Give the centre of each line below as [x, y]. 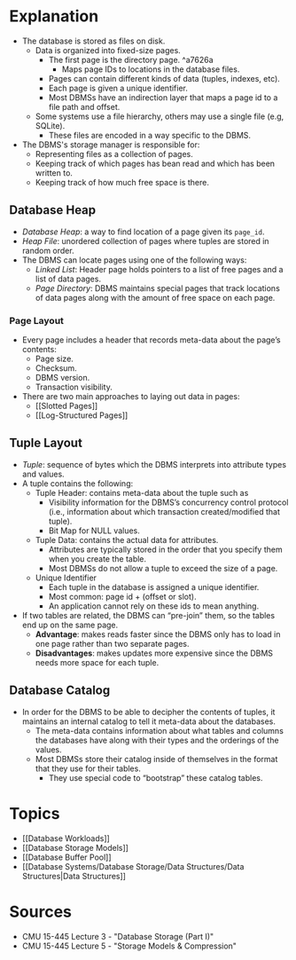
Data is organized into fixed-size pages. [108, 50]
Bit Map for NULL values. [94, 531]
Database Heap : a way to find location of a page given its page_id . [143, 232]
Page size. [54, 359]
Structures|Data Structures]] [74, 876]
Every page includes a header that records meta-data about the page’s [151, 340]
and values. [43, 474]
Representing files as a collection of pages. [114, 153]
